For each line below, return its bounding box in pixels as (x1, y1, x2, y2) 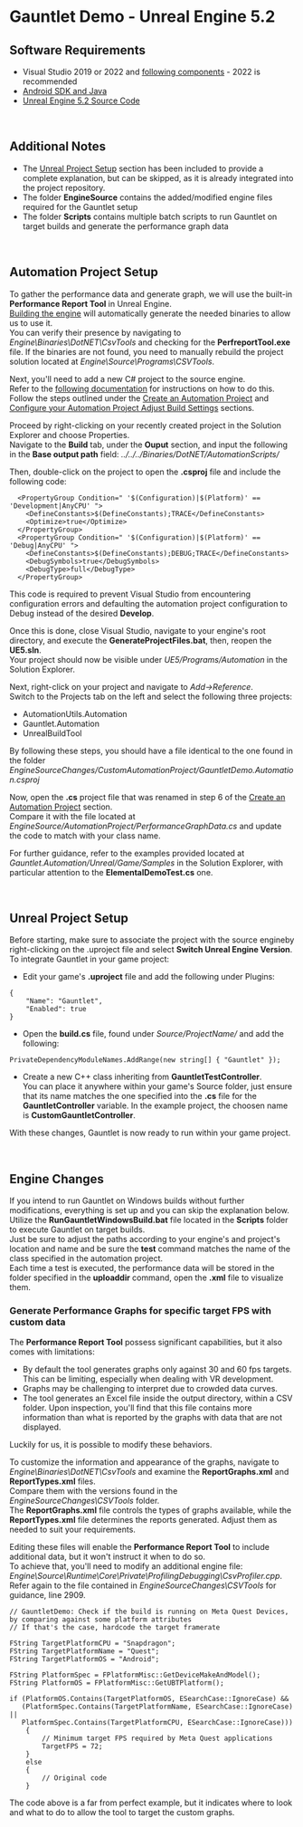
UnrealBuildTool (22, 727, 82, 739)
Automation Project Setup (9, 264, 158, 280)
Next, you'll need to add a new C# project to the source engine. (9, 373, 246, 384)
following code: (9, 475, 67, 486)
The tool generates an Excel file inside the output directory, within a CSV (22, 1392, 293, 1403)
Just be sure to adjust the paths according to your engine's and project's (9, 1234, 280, 1245)
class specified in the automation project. (9, 1253, 164, 1264)
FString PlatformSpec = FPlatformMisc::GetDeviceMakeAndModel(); (9, 1670, 260, 1679)
